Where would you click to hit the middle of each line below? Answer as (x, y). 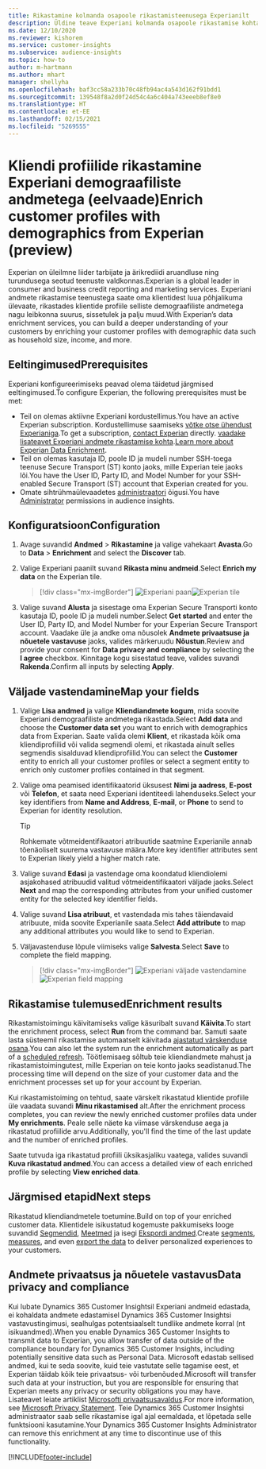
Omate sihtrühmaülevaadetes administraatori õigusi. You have (120, 492)
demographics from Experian (106, 233)
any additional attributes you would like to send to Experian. (117, 931)
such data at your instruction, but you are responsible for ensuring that (123, 1382)
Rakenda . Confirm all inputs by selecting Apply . (97, 667)
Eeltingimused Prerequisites (78, 365)
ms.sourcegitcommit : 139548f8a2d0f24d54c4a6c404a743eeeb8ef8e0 (115, 97)
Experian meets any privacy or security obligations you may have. (116, 1390)
